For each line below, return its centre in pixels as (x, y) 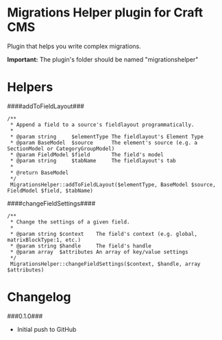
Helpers (30, 87)
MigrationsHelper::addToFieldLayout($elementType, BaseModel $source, (113, 184)
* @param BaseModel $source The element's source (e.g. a (103, 143)
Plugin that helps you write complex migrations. (74, 46)
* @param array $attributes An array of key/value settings (99, 252)
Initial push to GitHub (47, 329)
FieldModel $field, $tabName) (50, 191)
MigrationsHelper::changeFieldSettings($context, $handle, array (105, 264)
